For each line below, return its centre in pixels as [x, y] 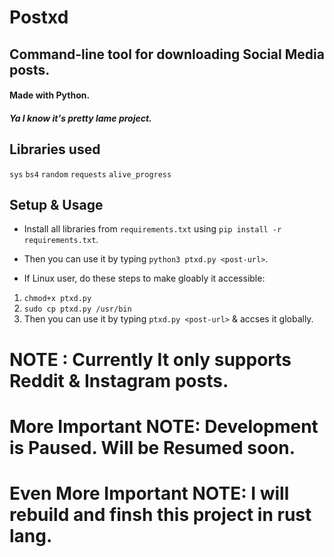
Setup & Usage [56, 204]
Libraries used [55, 149]
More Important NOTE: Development [164, 426]
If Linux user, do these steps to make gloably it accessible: [144, 278]
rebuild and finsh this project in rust [160, 514]
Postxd [39, 17]
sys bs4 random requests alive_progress [90, 174]
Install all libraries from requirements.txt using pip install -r [152, 229]
